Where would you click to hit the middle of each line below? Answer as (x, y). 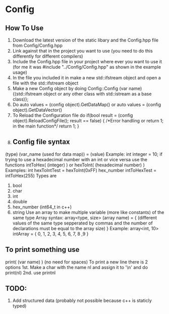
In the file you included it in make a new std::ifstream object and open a (87, 78)
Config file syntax (41, 142)
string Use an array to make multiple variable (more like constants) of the (88, 212)
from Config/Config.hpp (38, 46)
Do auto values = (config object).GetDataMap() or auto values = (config (87, 104)
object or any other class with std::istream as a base (97, 94)
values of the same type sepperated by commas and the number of (82, 223)
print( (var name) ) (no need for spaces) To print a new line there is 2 (76, 262)
